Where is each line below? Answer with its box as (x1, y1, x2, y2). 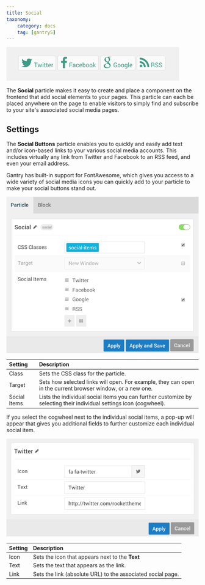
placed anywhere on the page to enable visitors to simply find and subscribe (6, 100, 199, 107)
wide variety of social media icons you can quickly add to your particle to (6, 178, 190, 186)
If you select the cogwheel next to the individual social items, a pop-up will (6, 413, 194, 421)
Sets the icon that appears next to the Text (32, 553, 140, 561)
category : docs (17, 23, 56, 29)
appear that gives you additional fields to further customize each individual (6, 419, 195, 427)
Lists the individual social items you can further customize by (38, 393, 192, 400)
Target (9, 381, 26, 389)
